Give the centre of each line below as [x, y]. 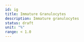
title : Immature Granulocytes [36, 14]
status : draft [19, 23]
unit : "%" [15, 28]
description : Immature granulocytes [42, 18]
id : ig [12, 9]
